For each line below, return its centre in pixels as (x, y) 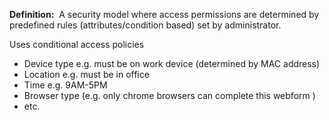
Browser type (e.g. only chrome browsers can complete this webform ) (169, 95)
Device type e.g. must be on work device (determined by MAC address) (172, 63)
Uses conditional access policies (77, 44)
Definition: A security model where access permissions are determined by (164, 14)
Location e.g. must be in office (86, 74)
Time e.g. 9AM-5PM (65, 85)
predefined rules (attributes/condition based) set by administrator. (145, 25)
